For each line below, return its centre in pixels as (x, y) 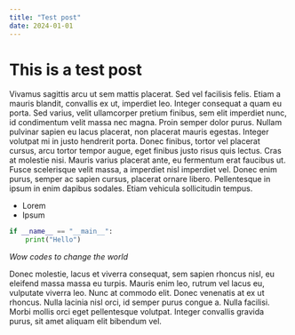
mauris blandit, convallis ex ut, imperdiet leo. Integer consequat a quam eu (146, 104)
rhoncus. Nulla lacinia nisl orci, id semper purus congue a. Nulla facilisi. (140, 302)
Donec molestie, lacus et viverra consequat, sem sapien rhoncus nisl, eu (142, 274)
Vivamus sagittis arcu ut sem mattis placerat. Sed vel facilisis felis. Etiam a (145, 94)
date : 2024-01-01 (41, 26)
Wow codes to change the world (69, 257)
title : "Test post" (45, 17)
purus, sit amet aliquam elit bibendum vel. (86, 322)
